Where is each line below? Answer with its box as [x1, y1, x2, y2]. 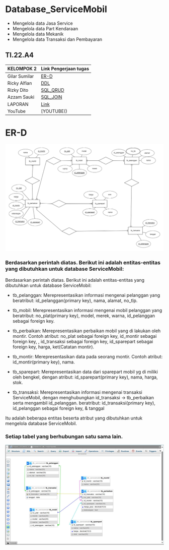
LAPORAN [7, 101, 29, 107]
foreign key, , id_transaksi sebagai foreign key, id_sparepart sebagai [12, 338, 153, 344]
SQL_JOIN [41, 94, 62, 100]
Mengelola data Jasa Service [12, 20, 73, 26]
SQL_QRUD [41, 87, 64, 93]
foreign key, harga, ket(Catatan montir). [12, 344, 95, 350]
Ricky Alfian [7, 80, 32, 86]
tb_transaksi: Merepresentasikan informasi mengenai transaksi [12, 389, 142, 395]
